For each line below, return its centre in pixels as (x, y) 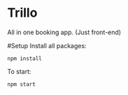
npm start (22, 84)
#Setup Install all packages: (47, 45)
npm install (24, 58)
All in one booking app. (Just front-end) (64, 32)
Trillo (22, 13)
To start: (19, 71)
